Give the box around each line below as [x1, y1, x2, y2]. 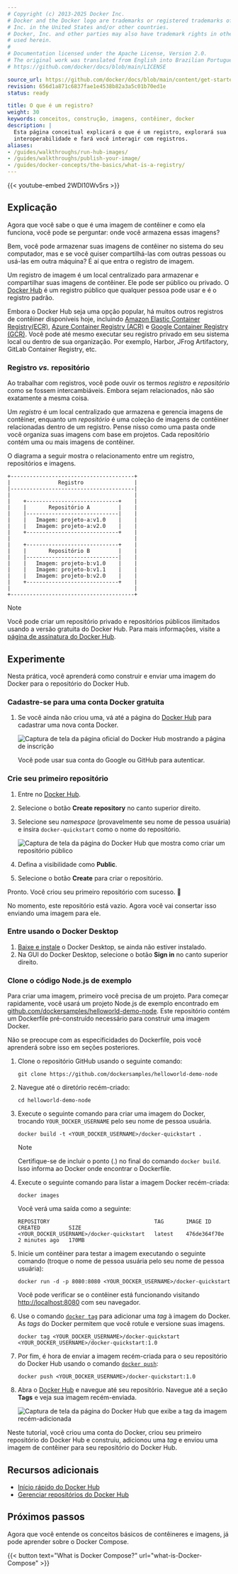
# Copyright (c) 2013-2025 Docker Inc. [7, 10, 125, 18]
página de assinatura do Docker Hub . [7, 632, 116, 641]
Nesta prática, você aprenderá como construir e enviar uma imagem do [7, 672, 216, 680]
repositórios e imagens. [7, 459, 76, 468]
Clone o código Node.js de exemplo [7, 975, 132, 985]
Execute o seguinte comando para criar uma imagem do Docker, [17, 1109, 205, 1118]
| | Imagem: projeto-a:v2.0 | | [7, 523, 138, 530]
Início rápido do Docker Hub [17, 1482, 101, 1491]
